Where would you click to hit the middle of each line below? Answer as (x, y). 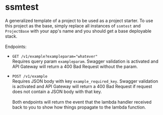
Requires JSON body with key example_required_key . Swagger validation (85, 81)
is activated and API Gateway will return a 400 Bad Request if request (82, 86)
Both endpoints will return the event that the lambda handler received (82, 102)
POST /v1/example (30, 76)
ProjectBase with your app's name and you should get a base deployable (78, 31)
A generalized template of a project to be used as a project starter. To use (79, 21)
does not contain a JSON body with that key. (57, 92)
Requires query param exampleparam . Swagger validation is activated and (85, 61)
